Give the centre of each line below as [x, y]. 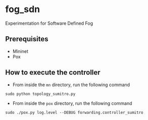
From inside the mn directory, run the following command [71, 85]
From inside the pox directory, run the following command [72, 103]
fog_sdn [23, 9]
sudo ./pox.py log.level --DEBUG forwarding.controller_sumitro [74, 112]
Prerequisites [27, 39]
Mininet [20, 51]
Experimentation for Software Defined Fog [49, 23]
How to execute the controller [53, 72]
